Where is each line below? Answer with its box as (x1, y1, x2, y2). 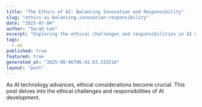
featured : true (6, 53, 44, 60)
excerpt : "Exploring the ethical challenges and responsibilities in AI (6, 31, 192, 37)
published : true (6, 48, 47, 54)
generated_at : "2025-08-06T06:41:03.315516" (6, 59, 120, 65)
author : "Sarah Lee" (6, 25, 58, 32)
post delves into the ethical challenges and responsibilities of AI (6, 88, 164, 95)
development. (6, 94, 40, 101)
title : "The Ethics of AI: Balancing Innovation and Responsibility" (6, 8, 185, 15)
